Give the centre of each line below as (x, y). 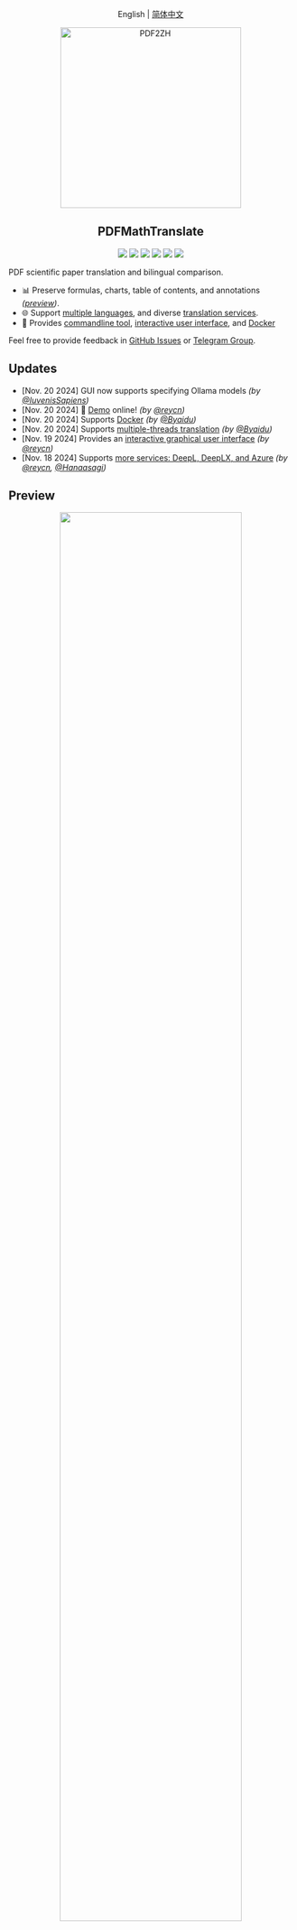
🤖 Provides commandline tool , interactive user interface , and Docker (148, 322)
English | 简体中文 (151, 14)
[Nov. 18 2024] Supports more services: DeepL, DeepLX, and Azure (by (154, 457)
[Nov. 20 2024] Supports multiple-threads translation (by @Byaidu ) (147, 429)
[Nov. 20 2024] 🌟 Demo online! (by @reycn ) (103, 409)
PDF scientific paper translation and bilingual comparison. (116, 272)
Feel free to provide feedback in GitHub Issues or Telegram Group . (132, 340)
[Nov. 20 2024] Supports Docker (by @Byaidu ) (109, 419)
